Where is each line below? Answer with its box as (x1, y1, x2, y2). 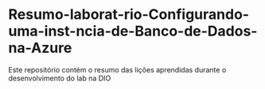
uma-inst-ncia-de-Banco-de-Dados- (8, 22, 258, 40)
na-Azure (8, 39, 72, 57)
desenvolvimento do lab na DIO (8, 73, 111, 83)
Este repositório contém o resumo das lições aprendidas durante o (8, 65, 227, 74)
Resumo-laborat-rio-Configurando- (8, 6, 249, 24)
